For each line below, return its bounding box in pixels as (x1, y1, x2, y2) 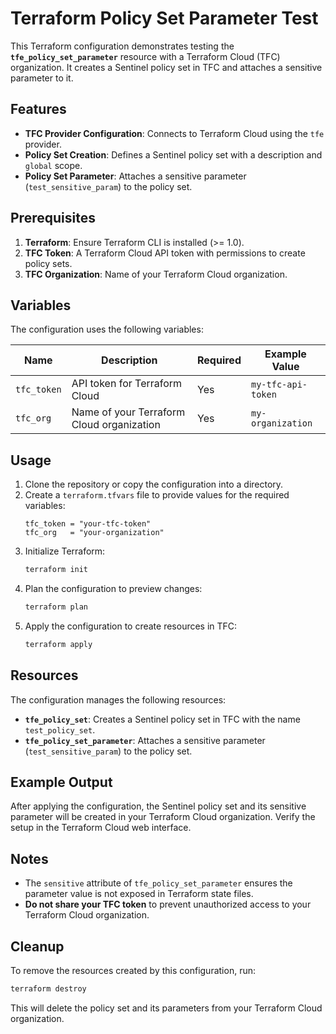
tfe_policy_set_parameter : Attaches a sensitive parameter (24, 734, 266, 746)
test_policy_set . (24, 723, 96, 736)
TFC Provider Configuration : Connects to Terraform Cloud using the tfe (24, 127, 325, 139)
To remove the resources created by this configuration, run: (10, 965, 256, 977)
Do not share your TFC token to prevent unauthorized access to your (24, 898, 312, 911)
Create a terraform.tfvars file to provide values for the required (24, 489, 290, 501)
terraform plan (24, 602, 89, 612)
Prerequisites (10, 210, 96, 227)
